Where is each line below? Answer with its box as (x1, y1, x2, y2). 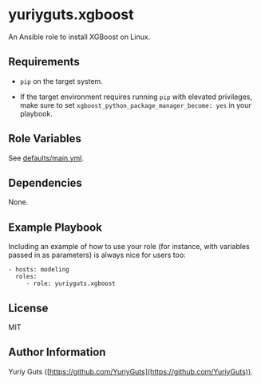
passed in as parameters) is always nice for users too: (8, 250, 186, 260)
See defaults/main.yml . (8, 153, 84, 163)
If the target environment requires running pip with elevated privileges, (19, 92, 253, 101)
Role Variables (8, 132, 81, 145)
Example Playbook (8, 220, 102, 234)
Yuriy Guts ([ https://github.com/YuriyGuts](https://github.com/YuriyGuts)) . (8, 366, 253, 376)
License (8, 301, 49, 315)
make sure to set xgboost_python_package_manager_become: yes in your (19, 100, 251, 109)
